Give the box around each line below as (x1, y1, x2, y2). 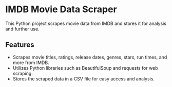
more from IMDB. (12, 60, 50, 66)
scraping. (12, 70, 33, 76)
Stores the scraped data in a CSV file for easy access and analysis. (12, 75, 155, 82)
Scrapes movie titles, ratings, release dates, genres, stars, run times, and (12, 54, 167, 60)
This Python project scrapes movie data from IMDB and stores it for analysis (5, 20, 167, 26)
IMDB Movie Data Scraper (5, 4, 117, 15)
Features (5, 41, 34, 49)
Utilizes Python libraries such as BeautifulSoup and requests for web (12, 65, 158, 71)
